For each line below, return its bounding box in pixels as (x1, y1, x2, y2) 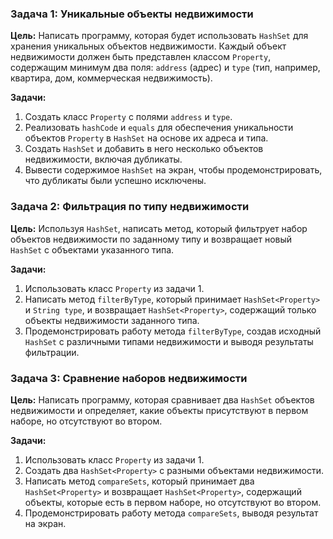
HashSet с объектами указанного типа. (10, 243, 175, 256)
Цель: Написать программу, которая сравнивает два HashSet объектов (10, 393, 315, 406)
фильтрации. (24, 346, 80, 358)
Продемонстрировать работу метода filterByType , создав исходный (24, 325, 322, 337)
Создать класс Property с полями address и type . (24, 111, 233, 123)
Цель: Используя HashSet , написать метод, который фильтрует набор (10, 222, 308, 234)
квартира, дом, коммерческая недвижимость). (10, 72, 213, 84)
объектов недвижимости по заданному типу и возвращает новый (10, 233, 293, 245)
